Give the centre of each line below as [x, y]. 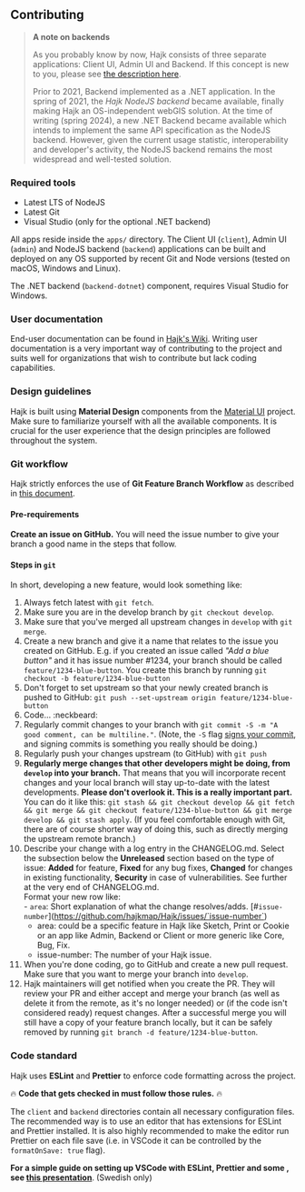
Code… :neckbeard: [60, 715]
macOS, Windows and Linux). [66, 268]
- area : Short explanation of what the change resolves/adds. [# [141, 907]
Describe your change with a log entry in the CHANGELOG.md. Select [154, 848]
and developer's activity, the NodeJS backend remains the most [152, 149]
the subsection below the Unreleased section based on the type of [149, 858]
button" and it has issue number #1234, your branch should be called [152, 661]
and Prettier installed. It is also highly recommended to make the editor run [150, 1130]
